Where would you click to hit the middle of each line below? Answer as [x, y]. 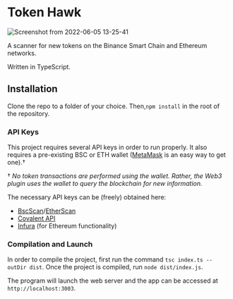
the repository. [29, 113]
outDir [17, 268]
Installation [32, 89]
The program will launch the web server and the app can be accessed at [113, 281]
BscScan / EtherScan [47, 211]
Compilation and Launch [50, 244]
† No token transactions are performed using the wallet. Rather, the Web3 [115, 176]
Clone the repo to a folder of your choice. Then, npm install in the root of [114, 106]
